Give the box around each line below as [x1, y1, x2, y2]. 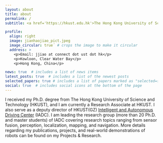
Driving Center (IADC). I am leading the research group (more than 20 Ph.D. [5, 112, 156, 118]
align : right [9, 34, 36, 39]
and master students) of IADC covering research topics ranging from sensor [5, 117, 157, 123]
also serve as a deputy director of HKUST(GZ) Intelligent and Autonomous [5, 107, 154, 112]
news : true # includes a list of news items [5, 70, 98, 75]
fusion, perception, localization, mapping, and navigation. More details [5, 122, 146, 128]
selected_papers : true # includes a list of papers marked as [5, 79, 133, 84]
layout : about [5, 7, 34, 12]
